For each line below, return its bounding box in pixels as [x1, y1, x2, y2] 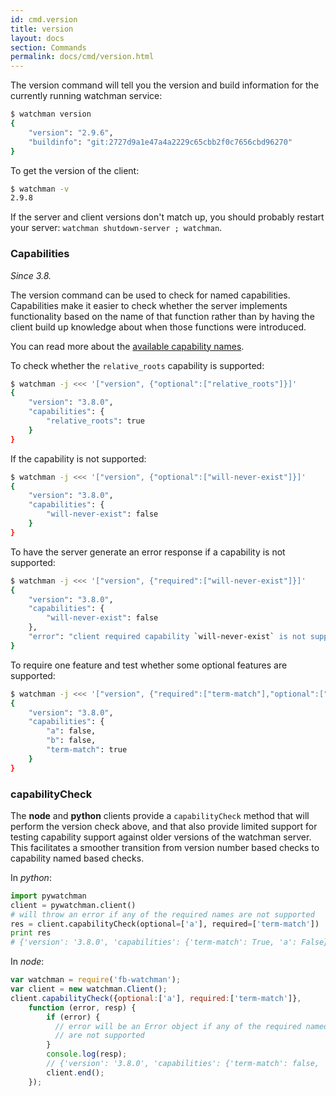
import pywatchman [10, 891, 87, 901]
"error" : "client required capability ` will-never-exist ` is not [28, 632, 307, 642]
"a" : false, [46, 726, 97, 736]
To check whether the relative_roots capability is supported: [10, 359, 265, 371]
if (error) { [46, 1012, 101, 1022]
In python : [10, 871, 52, 883]
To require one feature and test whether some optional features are [10, 659, 288, 671]
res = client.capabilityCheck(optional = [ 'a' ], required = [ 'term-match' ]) [10, 919, 320, 929]
